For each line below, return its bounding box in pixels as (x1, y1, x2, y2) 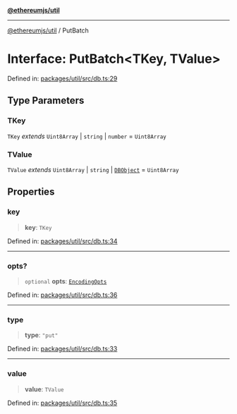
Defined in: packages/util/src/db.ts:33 (7, 345, 118, 353)
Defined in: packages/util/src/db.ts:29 (7, 74, 118, 83)
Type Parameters (7, 95, 85, 106)
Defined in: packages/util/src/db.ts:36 (7, 291, 118, 299)
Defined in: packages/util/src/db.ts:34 (7, 236, 118, 245)
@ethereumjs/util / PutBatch (7, 26, 90, 35)
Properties (7, 186, 55, 198)
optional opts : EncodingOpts (24, 276, 107, 285)
